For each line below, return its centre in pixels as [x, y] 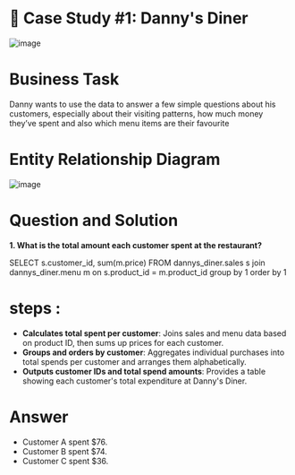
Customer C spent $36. [65, 461]
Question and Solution [94, 220]
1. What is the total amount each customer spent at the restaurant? [135, 245]
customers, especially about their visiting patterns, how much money [136, 113]
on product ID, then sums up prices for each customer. [123, 342]
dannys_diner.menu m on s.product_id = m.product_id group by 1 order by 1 [148, 272]
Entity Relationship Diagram [115, 160]
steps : [35, 308]
